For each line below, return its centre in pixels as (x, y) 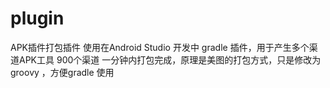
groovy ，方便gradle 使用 (62, 72)
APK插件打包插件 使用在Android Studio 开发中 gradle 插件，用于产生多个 (160, 47)
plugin (37, 18)
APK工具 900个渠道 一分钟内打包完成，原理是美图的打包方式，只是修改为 (170, 59)
